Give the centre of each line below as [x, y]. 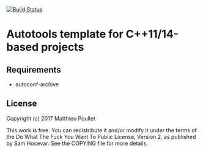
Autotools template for [65, 34]
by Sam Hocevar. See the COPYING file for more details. [77, 143]
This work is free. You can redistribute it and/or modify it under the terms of [102, 130]
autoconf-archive [37, 84]
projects [62, 47]
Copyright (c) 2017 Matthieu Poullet [51, 118]
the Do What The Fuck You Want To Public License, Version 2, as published [101, 136]
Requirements [34, 69]
